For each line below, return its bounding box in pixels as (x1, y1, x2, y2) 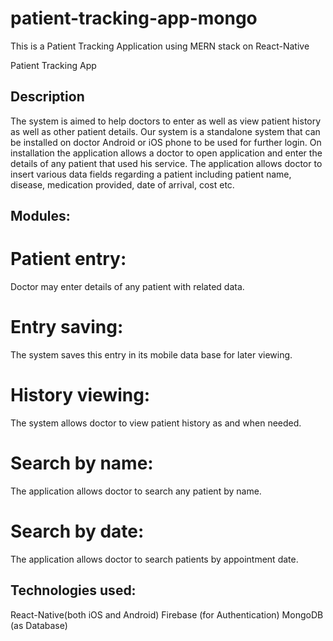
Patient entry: (10, 248, 127, 271)
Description (10, 88, 85, 106)
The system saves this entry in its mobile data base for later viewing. (10, 349, 293, 361)
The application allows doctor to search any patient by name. (10, 485, 262, 497)
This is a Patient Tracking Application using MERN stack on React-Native (10, 40, 310, 52)
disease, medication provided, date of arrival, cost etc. (10, 178, 235, 191)
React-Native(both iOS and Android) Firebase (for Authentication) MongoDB (10, 608, 324, 621)
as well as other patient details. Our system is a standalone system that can (10, 125, 321, 137)
